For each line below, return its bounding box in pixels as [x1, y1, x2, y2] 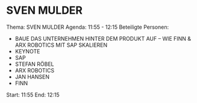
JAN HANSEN [14, 73, 50, 80]
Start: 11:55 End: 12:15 [6, 91, 60, 98]
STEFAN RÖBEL [14, 60, 54, 68]
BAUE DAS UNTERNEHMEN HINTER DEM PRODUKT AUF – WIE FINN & [14, 35, 192, 42]
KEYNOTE [14, 47, 40, 54]
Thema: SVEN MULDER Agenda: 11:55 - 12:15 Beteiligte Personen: [6, 23, 169, 31]
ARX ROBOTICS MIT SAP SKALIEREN [14, 41, 108, 49]
